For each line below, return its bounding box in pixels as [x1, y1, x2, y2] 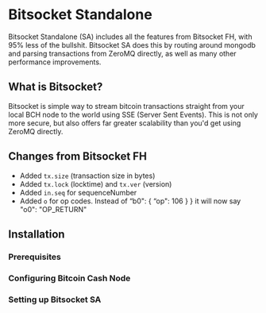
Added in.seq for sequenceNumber [19, 187, 137, 197]
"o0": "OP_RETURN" [19, 204, 87, 214]
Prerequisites [8, 251, 61, 262]
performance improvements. [8, 57, 102, 67]
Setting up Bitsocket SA [8, 294, 102, 305]
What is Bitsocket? [8, 80, 103, 94]
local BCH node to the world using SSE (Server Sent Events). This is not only [8, 110, 258, 119]
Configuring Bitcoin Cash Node [8, 272, 131, 284]
